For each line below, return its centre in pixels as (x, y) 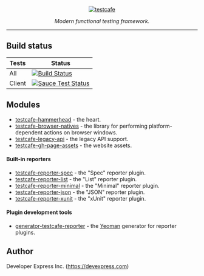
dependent (29, 132)
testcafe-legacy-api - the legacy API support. (72, 139)
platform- (160, 126)
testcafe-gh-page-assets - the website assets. (73, 145)
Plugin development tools (39, 212)
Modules (23, 105)
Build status (29, 46)
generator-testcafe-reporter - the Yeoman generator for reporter (96, 226)
